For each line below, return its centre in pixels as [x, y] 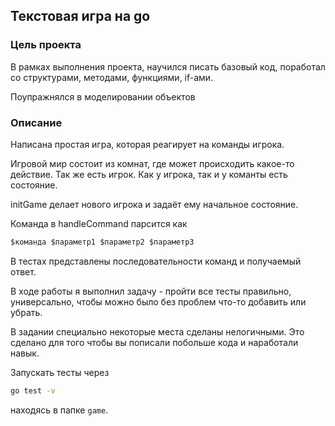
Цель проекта [46, 45]
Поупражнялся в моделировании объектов [103, 96]
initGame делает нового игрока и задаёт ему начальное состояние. [154, 204]
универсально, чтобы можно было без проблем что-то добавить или [158, 301]
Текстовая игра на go [80, 16]
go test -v [33, 390]
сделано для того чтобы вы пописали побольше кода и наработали [154, 342]
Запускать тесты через [60, 372]
